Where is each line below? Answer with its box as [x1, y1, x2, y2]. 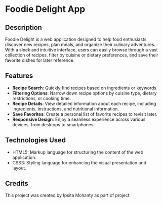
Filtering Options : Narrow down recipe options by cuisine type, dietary [12, 90, 157, 96]
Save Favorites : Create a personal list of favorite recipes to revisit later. [12, 111, 158, 117]
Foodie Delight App [5, 3, 85, 15]
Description [5, 23, 42, 32]
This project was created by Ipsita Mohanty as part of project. [5, 192, 131, 199]
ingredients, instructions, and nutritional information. [12, 105, 120, 112]
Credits [5, 179, 29, 188]
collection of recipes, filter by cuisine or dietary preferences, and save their [5, 52, 159, 58]
